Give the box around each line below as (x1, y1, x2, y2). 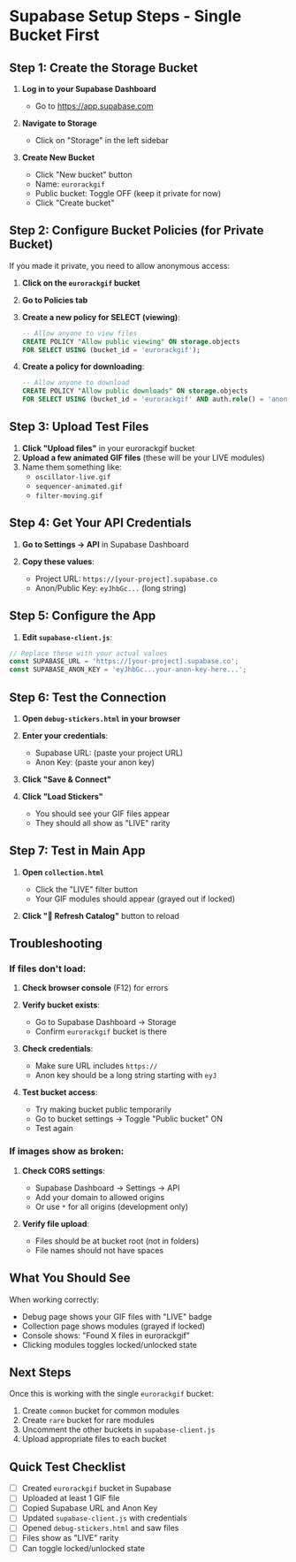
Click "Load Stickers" (21, 791, 103, 801)
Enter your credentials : (21, 730, 109, 740)
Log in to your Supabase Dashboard (21, 84, 156, 94)
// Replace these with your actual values (9, 648, 168, 658)
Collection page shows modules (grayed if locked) (21, 1321, 206, 1331)
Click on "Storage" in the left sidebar (34, 135, 169, 145)
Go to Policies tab (21, 295, 88, 305)
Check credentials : (21, 1044, 94, 1054)
